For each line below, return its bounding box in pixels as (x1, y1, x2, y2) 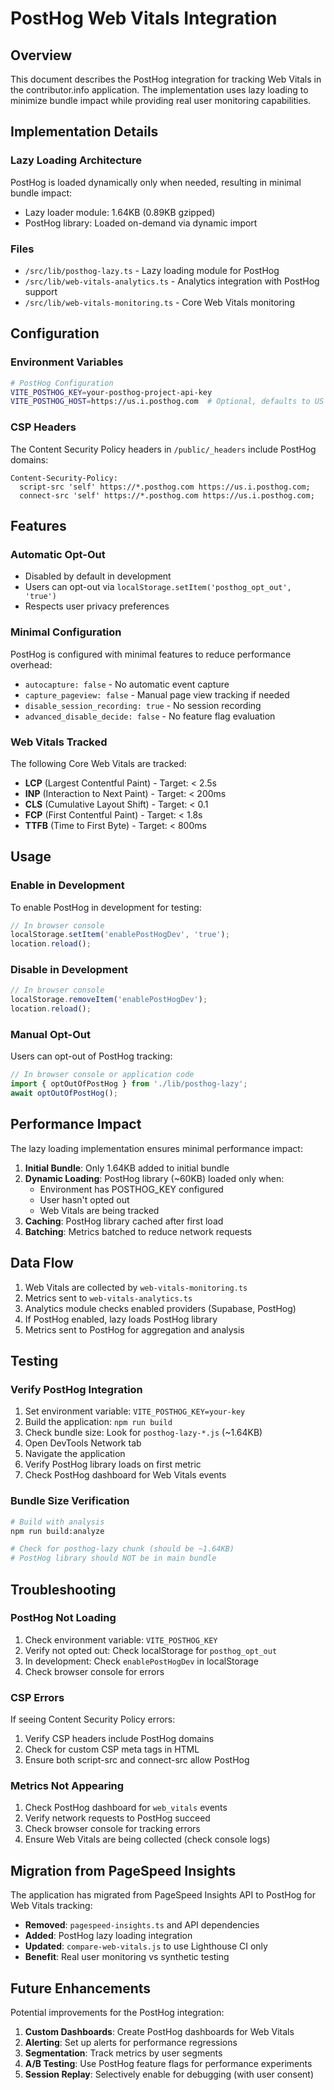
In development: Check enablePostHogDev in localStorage (24, 1655, 259, 1667)
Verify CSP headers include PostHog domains (24, 1733, 215, 1745)
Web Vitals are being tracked (39, 1204, 160, 1216)
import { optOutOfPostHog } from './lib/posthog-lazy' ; (10, 1079, 248, 1089)
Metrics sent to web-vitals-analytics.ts (24, 1292, 193, 1304)
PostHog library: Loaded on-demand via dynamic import (24, 217, 258, 229)
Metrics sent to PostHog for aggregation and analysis (24, 1323, 245, 1336)
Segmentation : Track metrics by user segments (24, 2047, 223, 2059)
